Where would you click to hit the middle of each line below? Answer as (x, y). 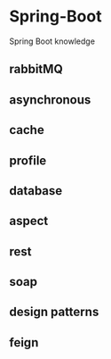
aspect (29, 221)
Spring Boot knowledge (52, 41)
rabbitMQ (36, 69)
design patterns (54, 312)
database (36, 191)
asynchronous (50, 100)
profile (28, 160)
